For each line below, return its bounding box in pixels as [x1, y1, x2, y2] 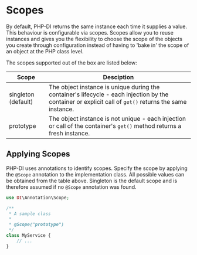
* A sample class [8, 210, 51, 217]
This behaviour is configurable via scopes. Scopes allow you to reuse [6, 29, 174, 36]
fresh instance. [49, 129, 90, 137]
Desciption [103, 73, 134, 81]
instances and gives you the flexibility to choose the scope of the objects [6, 35, 183, 42]
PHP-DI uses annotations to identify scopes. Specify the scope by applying [6, 165, 188, 172]
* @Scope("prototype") [8, 222, 64, 227]
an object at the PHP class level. [6, 47, 84, 55]
